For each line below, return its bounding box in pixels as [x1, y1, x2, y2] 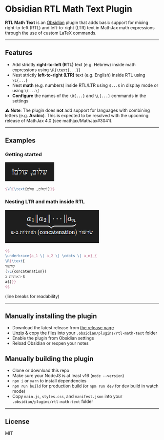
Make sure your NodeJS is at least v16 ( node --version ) [12, 373, 124, 379]
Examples [5, 137, 36, 145]
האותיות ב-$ [5, 274, 25, 279]
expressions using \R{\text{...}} [12, 67, 81, 73]
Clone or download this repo [12, 367, 70, 374]
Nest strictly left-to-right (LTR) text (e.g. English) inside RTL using [12, 72, 145, 78]
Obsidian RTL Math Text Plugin [5, 3, 133, 15]
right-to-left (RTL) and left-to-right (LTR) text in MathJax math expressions [5, 24, 155, 30]
